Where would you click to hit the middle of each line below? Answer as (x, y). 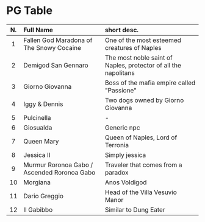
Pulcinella (37, 117)
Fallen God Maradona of (58, 40)
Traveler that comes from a (143, 165)
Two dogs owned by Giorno (144, 100)
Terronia (117, 145)
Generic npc (122, 127)
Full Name (38, 30)
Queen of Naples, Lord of (141, 137)
